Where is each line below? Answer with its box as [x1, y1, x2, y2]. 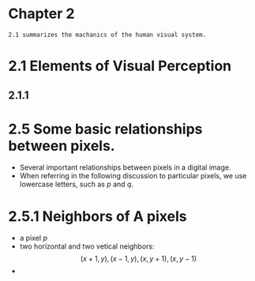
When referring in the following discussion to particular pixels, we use [19, 171, 247, 181]
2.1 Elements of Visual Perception [8, 57, 232, 75]
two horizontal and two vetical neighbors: [19, 242, 155, 251]
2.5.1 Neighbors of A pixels [8, 207, 187, 225]
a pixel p [19, 234, 47, 243]
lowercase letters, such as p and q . [19, 179, 134, 189]
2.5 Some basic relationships [8, 120, 203, 138]
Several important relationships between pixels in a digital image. [19, 163, 231, 172]
